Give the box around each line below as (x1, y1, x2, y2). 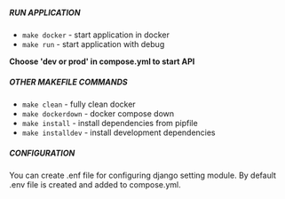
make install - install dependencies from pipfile (21, 117, 198, 128)
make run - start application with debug (21, 38, 165, 49)
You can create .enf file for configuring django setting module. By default (9, 170, 277, 180)
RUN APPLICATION (9, 7, 81, 18)
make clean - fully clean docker (21, 99, 136, 109)
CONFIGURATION (9, 147, 75, 158)
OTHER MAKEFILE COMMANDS (9, 76, 128, 87)
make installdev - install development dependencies (21, 127, 216, 138)
